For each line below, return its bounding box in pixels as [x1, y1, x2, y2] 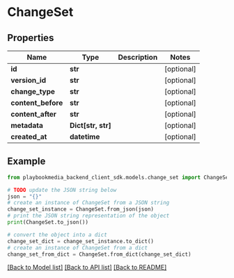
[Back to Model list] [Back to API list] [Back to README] [7, 263, 167, 272]
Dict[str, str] [69, 121, 111, 130]
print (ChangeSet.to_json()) [7, 219, 89, 226]
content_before [10, 98, 63, 108]
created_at [10, 132, 47, 141]
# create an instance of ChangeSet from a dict [7, 244, 148, 251]
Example [7, 156, 46, 167]
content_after [10, 109, 57, 119]
